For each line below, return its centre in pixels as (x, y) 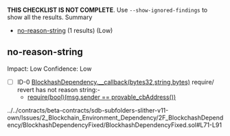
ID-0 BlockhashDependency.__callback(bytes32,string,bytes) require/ (115, 82)
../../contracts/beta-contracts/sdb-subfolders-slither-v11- (88, 110)
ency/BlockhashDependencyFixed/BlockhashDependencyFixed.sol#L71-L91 (114, 125)
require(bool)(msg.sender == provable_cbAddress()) (102, 97)
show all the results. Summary (50, 17)
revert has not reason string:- (59, 89)
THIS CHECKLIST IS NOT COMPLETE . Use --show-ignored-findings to (107, 10)
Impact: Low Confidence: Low (49, 69)
